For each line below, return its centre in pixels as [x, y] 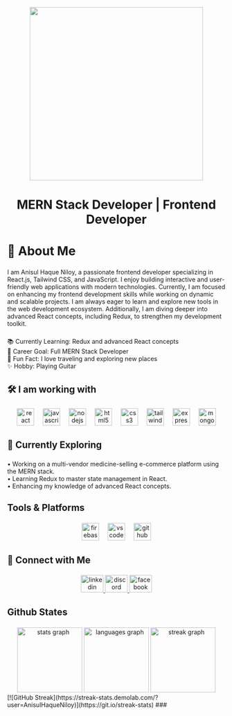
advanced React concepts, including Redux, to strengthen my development [115, 316]
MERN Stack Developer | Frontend [116, 205]
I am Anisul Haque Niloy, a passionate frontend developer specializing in [110, 272]
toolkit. [17, 324]
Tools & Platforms [46, 508]
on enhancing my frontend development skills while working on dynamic [110, 295]
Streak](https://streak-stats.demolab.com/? [96, 697]
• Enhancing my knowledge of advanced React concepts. [89, 486]
